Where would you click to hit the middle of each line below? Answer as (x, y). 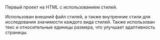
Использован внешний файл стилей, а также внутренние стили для (78, 17)
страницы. (16, 32)
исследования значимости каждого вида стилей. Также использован (80, 22)
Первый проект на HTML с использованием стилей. (61, 7)
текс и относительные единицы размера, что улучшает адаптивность (80, 27)
